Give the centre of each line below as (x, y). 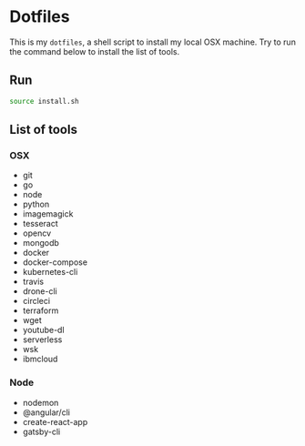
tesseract (41, 224)
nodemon (41, 402)
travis (33, 282)
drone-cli (40, 291)
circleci (36, 301)
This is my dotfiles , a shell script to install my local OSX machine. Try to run (152, 42)
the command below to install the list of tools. (95, 51)
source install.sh (44, 101)
